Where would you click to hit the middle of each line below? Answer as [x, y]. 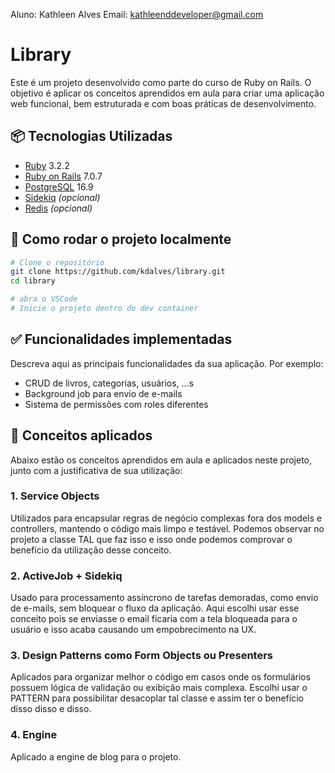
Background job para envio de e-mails [103, 393]
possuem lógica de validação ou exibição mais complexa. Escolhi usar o [159, 688]
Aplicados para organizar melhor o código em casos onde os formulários [161, 677]
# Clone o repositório [57, 262]
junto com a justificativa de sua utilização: [96, 470]
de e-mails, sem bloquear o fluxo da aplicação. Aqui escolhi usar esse [155, 608]
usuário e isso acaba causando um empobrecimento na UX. [133, 630]
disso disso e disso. [51, 709]
